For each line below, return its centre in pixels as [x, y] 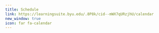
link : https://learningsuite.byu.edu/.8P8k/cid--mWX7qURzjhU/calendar [79, 14]
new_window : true [23, 18]
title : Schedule [22, 9]
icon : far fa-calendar [28, 23]
